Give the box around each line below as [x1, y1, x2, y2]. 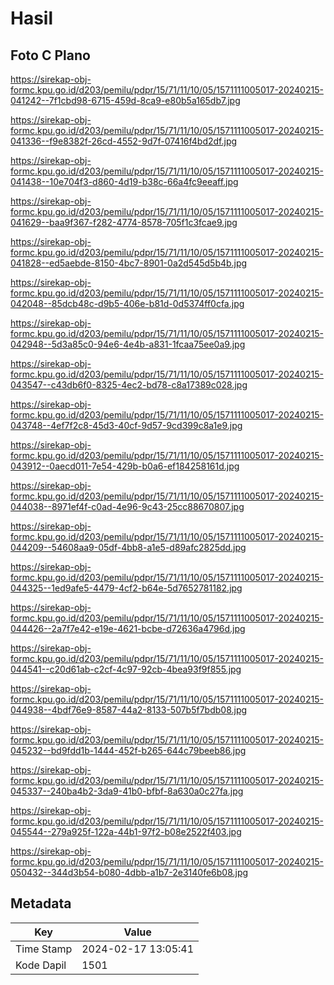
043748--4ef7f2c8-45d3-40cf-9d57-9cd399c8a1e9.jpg [10, 420, 243, 431]
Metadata [10, 895, 72, 912]
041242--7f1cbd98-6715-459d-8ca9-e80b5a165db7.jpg [10, 95, 241, 106]
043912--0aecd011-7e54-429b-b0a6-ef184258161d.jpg [10, 460, 240, 472]
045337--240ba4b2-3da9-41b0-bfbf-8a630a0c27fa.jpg [10, 785, 244, 797]
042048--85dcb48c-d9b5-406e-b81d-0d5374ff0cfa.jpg [10, 298, 245, 309]
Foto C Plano [10, 47, 91, 64]
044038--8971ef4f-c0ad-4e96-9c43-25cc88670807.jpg [10, 501, 245, 512]
